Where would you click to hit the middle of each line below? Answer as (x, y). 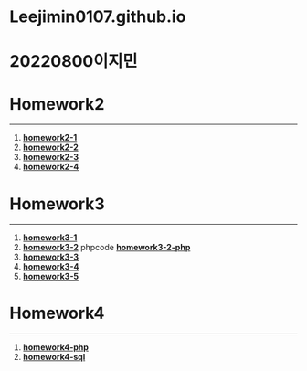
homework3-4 (51, 267)
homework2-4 (51, 167)
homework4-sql (54, 357)
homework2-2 (51, 147)
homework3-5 (51, 277)
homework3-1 (50, 238)
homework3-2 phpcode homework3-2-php (106, 248)
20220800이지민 (74, 62)
